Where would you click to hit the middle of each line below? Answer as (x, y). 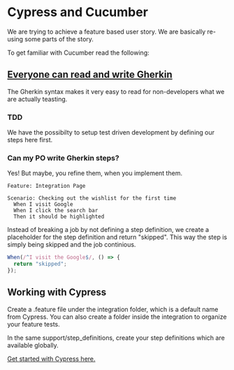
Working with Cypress (57, 293)
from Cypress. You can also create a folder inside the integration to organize (117, 317)
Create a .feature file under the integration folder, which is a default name (113, 309)
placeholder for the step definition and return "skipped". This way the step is (117, 237)
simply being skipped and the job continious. (72, 245)
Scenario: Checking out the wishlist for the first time (92, 198)
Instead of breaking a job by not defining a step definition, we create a (108, 230)
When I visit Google (43, 205)
